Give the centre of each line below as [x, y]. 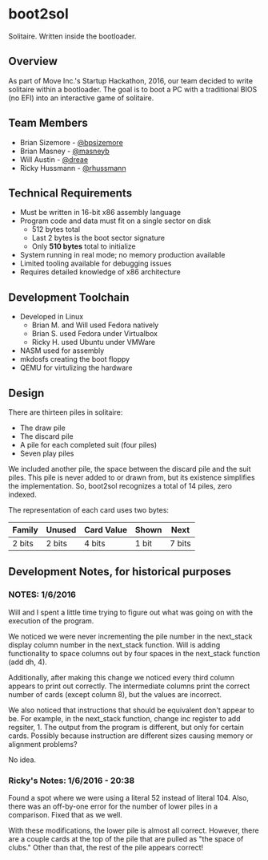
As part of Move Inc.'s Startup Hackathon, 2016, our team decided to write [131, 80]
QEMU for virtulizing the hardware [76, 368]
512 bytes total [56, 229]
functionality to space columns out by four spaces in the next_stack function [134, 653]
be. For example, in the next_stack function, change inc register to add [124, 718]
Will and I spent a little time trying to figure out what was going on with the [131, 612]
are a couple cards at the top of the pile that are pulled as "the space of [126, 838]
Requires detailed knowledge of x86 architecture [100, 272]
